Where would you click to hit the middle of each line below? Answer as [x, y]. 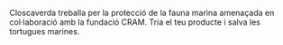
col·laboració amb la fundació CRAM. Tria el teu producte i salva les [135, 22]
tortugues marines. [45, 31]
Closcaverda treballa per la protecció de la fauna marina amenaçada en [142, 13]
